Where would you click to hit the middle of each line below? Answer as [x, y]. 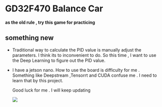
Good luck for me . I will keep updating [51, 90]
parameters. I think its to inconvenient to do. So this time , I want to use [84, 55]
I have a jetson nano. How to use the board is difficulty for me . [76, 70]
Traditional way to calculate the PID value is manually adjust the [77, 50]
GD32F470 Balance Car [54, 9]
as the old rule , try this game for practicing [50, 22]
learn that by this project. [38, 80]
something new [30, 38]
